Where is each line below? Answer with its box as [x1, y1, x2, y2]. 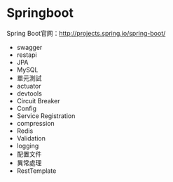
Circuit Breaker [16, 96, 60, 105]
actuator [16, 82, 41, 90]
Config [16, 104, 36, 112]
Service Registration [16, 111, 76, 120]
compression [16, 119, 55, 127]
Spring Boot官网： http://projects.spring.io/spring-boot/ [6, 29, 166, 37]
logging [16, 141, 39, 150]
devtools [16, 89, 43, 98]
